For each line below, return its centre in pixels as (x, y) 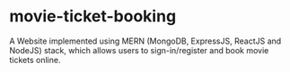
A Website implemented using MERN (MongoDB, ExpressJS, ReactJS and (145, 41)
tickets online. (35, 60)
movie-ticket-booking (93, 16)
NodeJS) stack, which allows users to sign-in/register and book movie (139, 50)
